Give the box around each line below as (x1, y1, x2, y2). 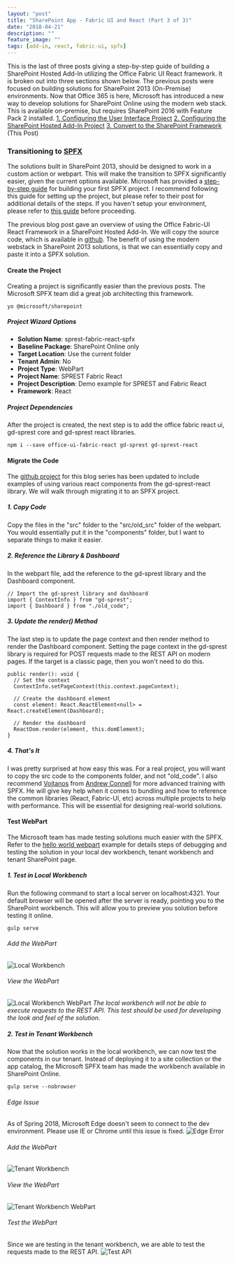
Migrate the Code (7, 456, 59, 465)
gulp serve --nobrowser (7, 1083, 77, 1090)
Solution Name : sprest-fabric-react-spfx (17, 335, 136, 344)
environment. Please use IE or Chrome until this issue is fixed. (7, 1127, 185, 1136)
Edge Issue (7, 1098, 40, 1106)
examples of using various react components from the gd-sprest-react (7, 479, 211, 488)
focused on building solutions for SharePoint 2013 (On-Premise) (7, 85, 191, 92)
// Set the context (13, 677, 71, 684)
